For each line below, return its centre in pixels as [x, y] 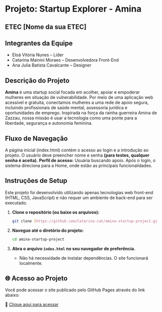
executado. [16, 203]
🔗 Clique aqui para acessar [32, 305]
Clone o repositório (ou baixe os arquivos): [56, 212]
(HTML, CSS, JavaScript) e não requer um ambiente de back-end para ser [79, 197]
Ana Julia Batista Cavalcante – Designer [52, 65]
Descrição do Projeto [37, 80]
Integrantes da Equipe [39, 43]
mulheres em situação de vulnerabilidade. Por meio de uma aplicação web [79, 98]
